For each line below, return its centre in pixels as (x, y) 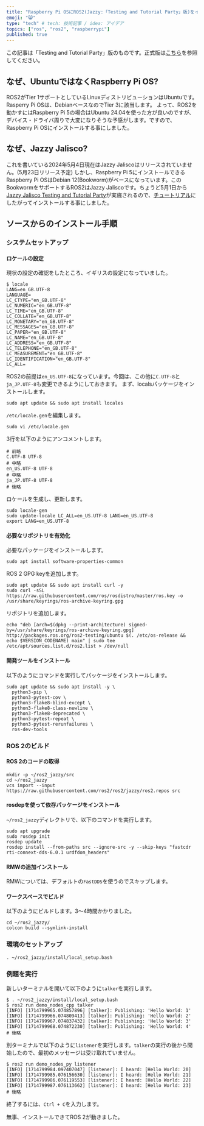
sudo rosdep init (28, 837)
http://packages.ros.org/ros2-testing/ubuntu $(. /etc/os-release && (96, 636)
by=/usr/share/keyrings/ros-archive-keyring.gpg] (70, 630)
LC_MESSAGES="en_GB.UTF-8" (40, 327)
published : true (27, 35)
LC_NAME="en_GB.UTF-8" (35, 338)
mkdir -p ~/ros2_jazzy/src (40, 774)
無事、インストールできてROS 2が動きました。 (65, 1117)
